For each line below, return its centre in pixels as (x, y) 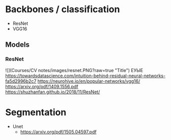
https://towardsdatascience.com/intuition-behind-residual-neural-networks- (85, 76)
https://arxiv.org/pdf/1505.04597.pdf (58, 132)
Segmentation (36, 112)
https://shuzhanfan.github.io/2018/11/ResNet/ (53, 92)
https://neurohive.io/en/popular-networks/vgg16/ (89, 81)
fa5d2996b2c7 (21, 81)
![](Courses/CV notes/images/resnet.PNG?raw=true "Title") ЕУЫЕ (74, 70)
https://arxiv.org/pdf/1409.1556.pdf (42, 86)
